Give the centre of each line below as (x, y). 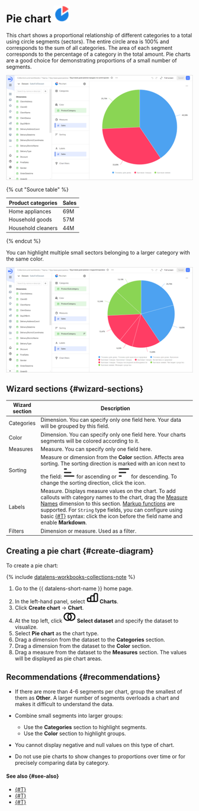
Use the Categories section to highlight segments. (85, 727)
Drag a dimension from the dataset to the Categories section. (90, 640)
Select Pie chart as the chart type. (57, 633)
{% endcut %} (24, 241)
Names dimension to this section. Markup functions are (108, 504)
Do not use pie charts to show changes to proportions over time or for (100, 756)
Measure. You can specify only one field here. (96, 449)
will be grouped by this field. (75, 426)
